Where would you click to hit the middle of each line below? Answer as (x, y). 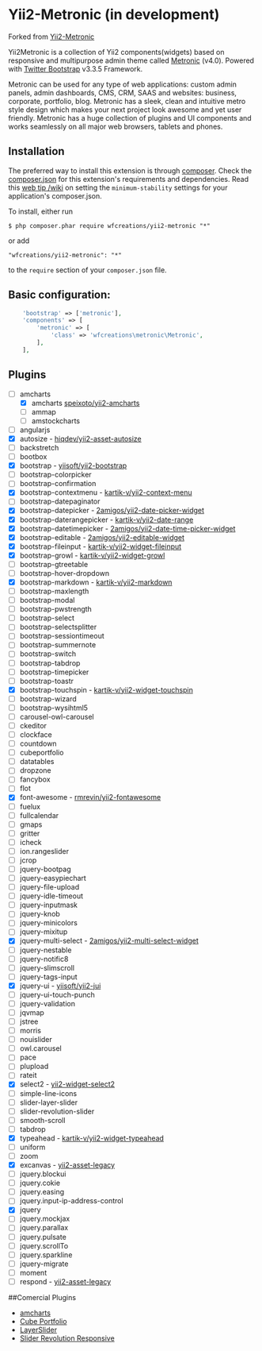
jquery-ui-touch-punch (57, 994)
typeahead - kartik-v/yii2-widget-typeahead (92, 1138)
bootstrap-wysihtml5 (54, 708)
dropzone (35, 770)
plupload (34, 1067)
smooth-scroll (42, 1120)
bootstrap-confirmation (58, 484)
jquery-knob (40, 914)
